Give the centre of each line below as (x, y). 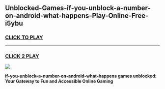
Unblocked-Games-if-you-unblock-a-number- (78, 8)
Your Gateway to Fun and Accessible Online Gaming (59, 81)
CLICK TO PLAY (24, 37)
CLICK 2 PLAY (22, 56)
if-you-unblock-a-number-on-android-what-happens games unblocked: (81, 76)
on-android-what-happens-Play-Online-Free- (77, 16)
